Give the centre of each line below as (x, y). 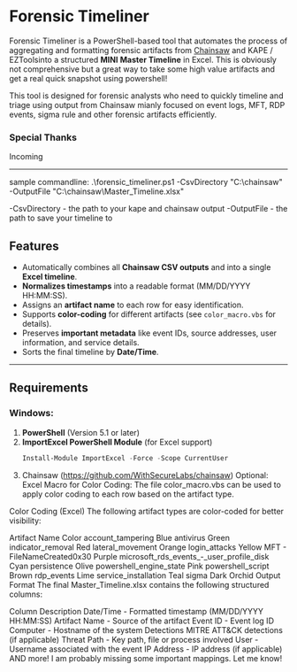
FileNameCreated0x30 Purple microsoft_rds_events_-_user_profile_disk (139, 556)
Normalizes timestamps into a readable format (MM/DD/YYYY (136, 286)
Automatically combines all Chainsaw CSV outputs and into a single (146, 267)
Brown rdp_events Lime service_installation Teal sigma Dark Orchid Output (145, 575)
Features (34, 246)
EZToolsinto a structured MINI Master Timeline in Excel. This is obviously (143, 59)
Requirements (49, 388)
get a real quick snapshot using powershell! (88, 78)
